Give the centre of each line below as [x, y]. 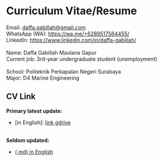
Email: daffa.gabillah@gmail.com [46, 27]
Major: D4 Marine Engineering [43, 78]
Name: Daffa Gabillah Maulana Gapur [51, 52]
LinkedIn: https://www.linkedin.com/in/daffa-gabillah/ [71, 40]
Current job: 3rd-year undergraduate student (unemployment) [82, 59]
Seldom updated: [28, 140]
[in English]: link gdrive [43, 122]
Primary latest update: [34, 111]
